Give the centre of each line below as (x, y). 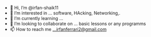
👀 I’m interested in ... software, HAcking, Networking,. (65, 13)
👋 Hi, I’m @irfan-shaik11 (34, 8)
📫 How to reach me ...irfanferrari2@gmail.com (58, 29)
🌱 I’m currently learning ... (36, 18)
